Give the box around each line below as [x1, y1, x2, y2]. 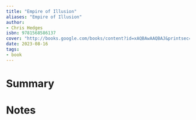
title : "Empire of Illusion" [6, 8, 77, 15]
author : [6, 19, 25, 25]
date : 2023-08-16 [6, 41, 48, 47]
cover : [6, 36, 22, 41]
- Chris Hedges [6, 24, 43, 31]
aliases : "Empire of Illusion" [6, 14, 82, 20]
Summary [6, 77, 54, 90]
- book [6, 52, 22, 58]
